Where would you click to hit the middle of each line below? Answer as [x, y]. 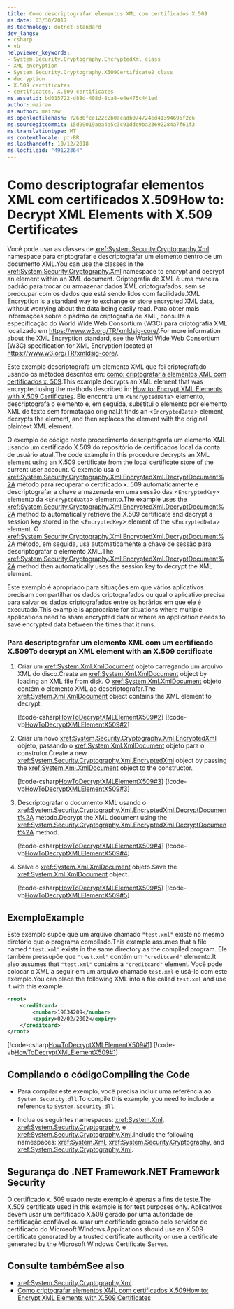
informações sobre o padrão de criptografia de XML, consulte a [99, 316]
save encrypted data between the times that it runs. [81, 624]
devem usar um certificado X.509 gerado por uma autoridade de [100, 1214]
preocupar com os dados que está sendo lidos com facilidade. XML [104, 293]
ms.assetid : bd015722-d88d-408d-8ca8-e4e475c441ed [82, 99]
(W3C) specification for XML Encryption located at [80, 345]
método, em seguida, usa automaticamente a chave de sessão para [114, 544]
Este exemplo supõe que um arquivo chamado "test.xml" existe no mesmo [116, 934]
